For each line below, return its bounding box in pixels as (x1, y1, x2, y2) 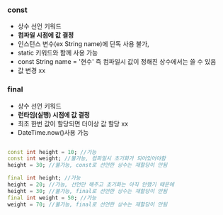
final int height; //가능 (7, 175, 81, 182)
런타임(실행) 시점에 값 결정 (17, 110, 90, 118)
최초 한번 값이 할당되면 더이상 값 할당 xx (17, 119, 129, 128)
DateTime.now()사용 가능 (17, 128, 89, 136)
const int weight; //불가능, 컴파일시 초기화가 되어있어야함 (7, 155, 166, 162)
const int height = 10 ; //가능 (7, 148, 97, 155)
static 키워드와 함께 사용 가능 (17, 48, 98, 57)
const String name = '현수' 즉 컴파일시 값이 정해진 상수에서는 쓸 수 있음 (17, 57, 217, 66)
